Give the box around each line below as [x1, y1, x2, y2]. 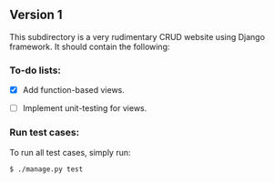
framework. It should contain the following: [9, 41, 170, 52]
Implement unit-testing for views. [22, 103, 147, 114]
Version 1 [9, 7, 63, 23]
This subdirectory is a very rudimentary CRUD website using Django [9, 31, 266, 42]
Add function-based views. [22, 85, 126, 96]
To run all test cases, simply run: [9, 147, 131, 158]
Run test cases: [9, 127, 80, 139]
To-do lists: [9, 64, 62, 76]
